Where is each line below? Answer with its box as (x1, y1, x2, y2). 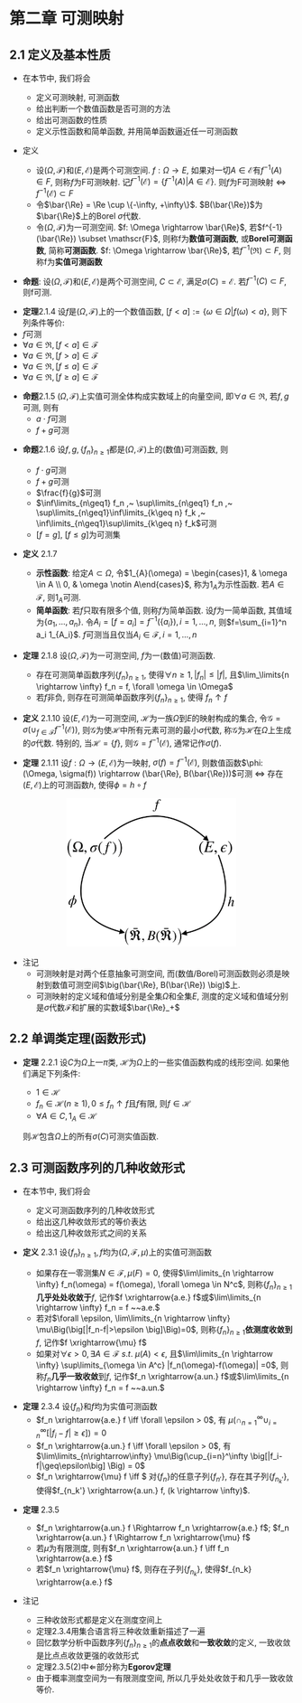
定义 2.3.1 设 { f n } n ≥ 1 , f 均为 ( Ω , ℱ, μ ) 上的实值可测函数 (22, 1247, 212, 1260)
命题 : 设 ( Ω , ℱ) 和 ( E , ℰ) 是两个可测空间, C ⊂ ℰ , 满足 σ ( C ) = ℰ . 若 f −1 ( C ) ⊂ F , (22, 274, 287, 287)
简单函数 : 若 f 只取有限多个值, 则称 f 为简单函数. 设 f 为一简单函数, (35, 605, 267, 616)
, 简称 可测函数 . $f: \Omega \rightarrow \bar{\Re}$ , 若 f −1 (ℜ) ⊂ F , (43, 243, 281, 256)
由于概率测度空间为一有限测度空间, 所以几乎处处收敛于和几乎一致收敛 (35, 1673, 294, 1684)
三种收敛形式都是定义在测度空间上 (35, 1614, 163, 1625)
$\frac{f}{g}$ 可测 (35, 487, 102, 498)
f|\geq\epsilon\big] (35, 1461, 106, 1472)
